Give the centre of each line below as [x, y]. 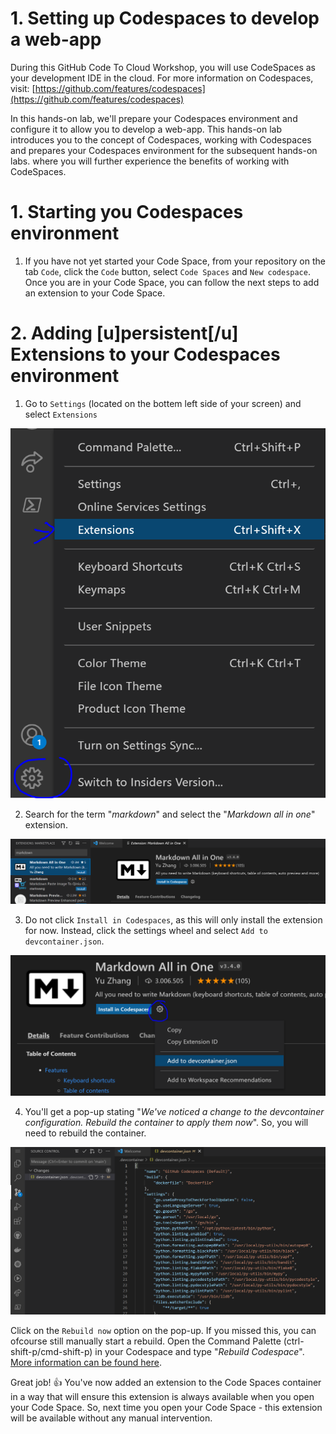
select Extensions [61, 414]
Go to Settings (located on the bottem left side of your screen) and [163, 403]
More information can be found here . [86, 1362]
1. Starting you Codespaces [127, 212]
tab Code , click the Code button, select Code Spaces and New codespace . [167, 271]
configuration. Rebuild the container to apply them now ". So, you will [166, 1122]
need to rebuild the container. [85, 1133]
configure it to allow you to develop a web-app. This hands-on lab [146, 129]
